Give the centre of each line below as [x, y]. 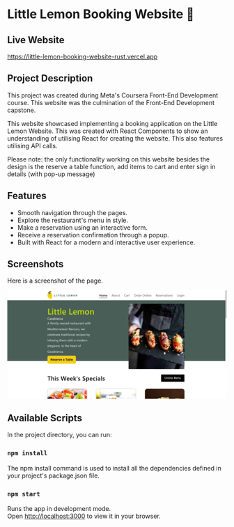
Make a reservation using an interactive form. [82, 227]
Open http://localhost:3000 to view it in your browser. [84, 516]
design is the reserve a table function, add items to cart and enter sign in [111, 166]
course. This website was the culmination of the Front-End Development [111, 102]
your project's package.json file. [53, 475]
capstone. [22, 110]
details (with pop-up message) [51, 174]
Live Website [36, 40]
